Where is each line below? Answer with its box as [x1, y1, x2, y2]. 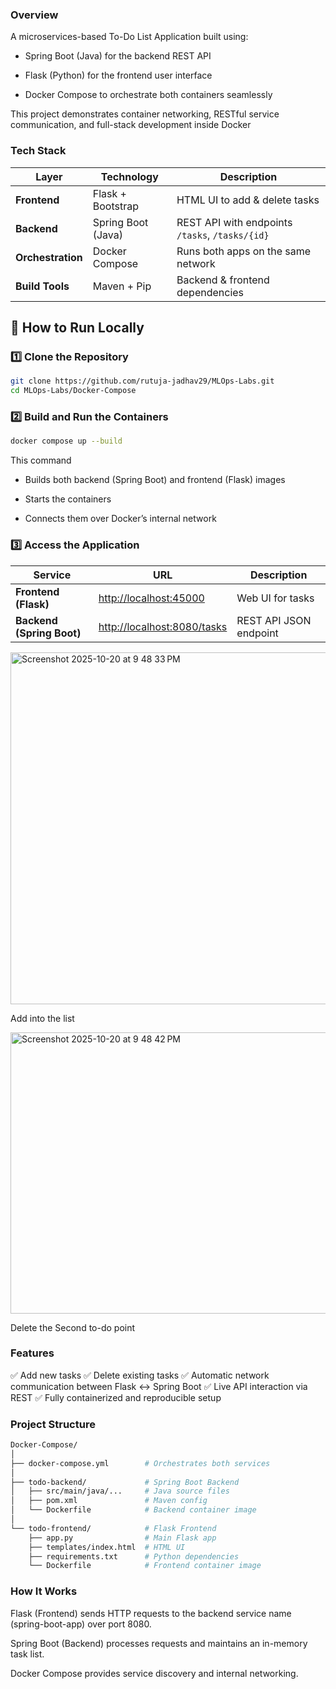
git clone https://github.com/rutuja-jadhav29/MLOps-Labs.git [10, 376, 275, 387]
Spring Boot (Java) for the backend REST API [24, 50, 212, 62]
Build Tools [15, 279, 70, 293]
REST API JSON [236, 613, 312, 627]
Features [10, 1346, 55, 1360]
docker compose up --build [10, 436, 123, 447]
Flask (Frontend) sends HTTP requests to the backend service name [10, 1607, 292, 1619]
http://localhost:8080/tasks [98, 619, 228, 633]
